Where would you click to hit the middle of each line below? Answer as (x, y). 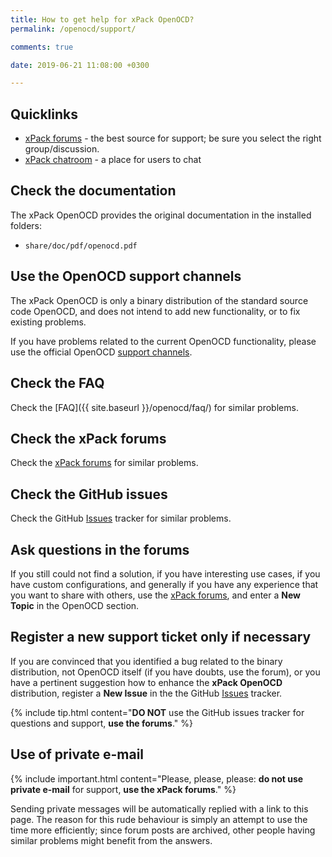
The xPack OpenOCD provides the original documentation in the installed (161, 215)
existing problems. (48, 322)
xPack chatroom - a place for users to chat (113, 160)
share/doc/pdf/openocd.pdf (81, 246)
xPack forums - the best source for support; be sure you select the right (173, 138)
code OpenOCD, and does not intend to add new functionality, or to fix (155, 311)
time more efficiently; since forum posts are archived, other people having (163, 830)
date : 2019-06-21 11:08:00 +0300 (80, 65)
